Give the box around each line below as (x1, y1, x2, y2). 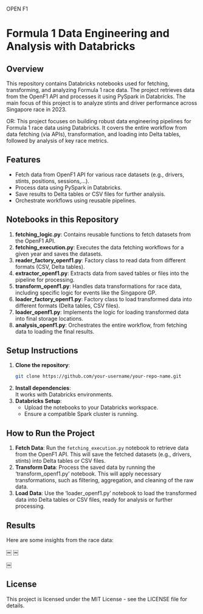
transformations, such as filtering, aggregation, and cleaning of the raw (15, 477, 194, 484)
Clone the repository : (15, 362, 71, 369)
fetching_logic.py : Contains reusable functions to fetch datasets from (15, 230, 191, 238)
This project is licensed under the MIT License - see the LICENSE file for (6, 595, 187, 602)
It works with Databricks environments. (15, 391, 114, 398)
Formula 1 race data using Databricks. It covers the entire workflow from (6, 124, 187, 131)
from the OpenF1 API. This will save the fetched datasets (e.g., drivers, (15, 451, 191, 458)
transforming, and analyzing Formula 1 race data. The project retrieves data (6, 87, 195, 93)
